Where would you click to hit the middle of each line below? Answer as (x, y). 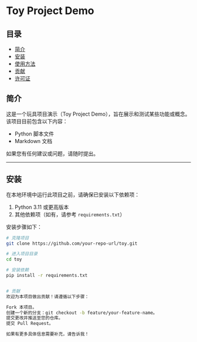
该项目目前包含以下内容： (37, 121)
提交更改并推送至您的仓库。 (35, 318)
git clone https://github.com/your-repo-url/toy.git (72, 243)
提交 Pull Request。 (30, 324)
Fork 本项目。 (21, 307)
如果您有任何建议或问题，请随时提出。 (52, 153)
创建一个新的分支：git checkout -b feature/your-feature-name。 (82, 313)
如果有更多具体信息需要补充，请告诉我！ (47, 334)
